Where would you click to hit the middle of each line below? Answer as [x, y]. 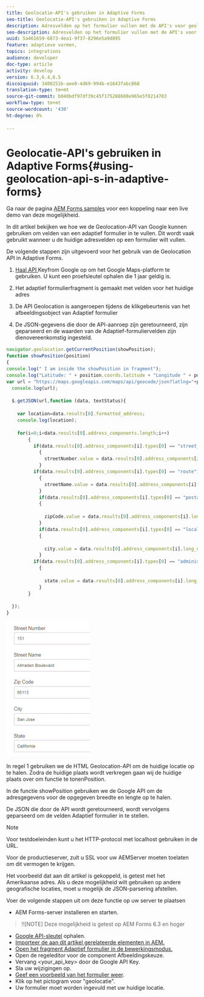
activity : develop [29, 71]
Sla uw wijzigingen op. [43, 968]
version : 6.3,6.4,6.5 [34, 77]
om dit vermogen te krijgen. [41, 864]
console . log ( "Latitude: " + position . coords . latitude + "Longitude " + [99, 375]
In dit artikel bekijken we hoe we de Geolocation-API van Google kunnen [97, 227]
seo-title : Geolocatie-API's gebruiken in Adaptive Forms [81, 19]
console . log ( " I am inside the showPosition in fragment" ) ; [84, 369]
